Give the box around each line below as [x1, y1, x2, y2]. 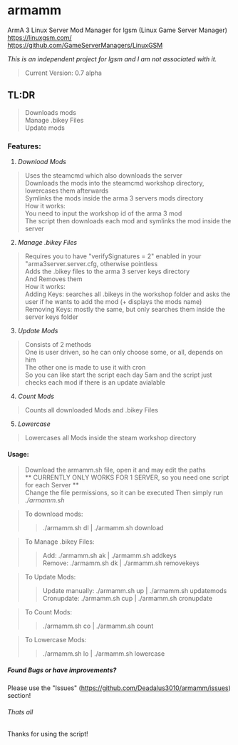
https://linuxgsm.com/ [7, 33, 73, 41]
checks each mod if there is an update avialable [24, 378, 166, 387]
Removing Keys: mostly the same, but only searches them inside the [24, 305, 226, 314]
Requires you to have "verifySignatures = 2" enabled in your [24, 252, 202, 260]
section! [7, 691, 31, 700]
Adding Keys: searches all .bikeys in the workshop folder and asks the [24, 290, 231, 298]
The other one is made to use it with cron [24, 363, 146, 372]
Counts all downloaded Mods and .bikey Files [24, 406, 159, 415]
